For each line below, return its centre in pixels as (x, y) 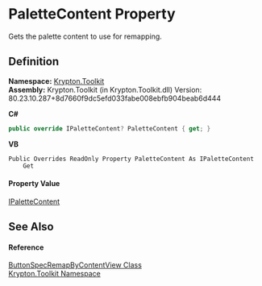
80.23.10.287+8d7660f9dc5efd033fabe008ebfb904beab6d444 (115, 98)
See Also (31, 227)
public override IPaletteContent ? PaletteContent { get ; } (110, 128)
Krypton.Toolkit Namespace (54, 274)
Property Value (34, 184)
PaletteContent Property (92, 14)
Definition (33, 62)
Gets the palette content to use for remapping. (85, 36)
